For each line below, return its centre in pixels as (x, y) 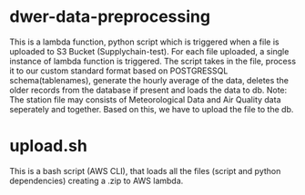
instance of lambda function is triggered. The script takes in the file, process (153, 61)
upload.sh (49, 146)
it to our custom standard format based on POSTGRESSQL (119, 71)
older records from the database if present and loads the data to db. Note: (148, 90)
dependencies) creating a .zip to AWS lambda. (97, 180)
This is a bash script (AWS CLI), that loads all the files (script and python (145, 171)
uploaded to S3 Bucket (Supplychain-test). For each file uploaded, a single (149, 51)
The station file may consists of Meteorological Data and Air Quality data (145, 99)
